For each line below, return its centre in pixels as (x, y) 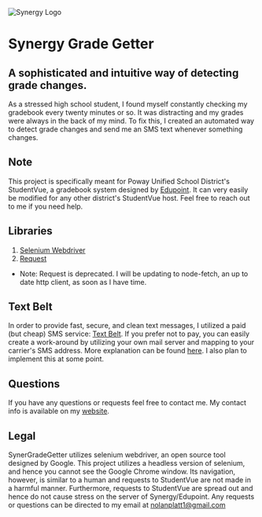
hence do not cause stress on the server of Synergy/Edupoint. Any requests (131, 497)
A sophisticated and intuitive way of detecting (124, 73)
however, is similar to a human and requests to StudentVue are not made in (130, 480)
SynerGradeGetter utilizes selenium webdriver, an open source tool (117, 455)
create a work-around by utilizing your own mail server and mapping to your (131, 342)
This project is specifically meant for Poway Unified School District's (119, 181)
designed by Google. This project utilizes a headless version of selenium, (127, 463)
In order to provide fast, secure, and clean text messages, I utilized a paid (127, 326)
